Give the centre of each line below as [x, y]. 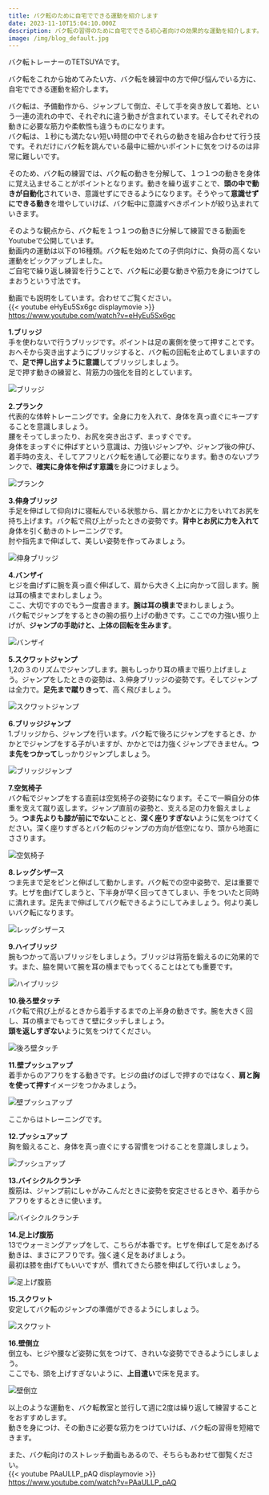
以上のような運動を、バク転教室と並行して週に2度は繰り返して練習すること [133, 1407]
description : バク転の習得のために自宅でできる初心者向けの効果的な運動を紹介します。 [135, 31]
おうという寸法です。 [50, 281]
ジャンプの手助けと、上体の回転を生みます [99, 625]
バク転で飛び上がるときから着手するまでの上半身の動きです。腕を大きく [127, 1011]
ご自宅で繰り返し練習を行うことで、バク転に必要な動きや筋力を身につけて [131, 271]
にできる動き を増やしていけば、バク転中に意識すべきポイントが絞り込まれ [130, 204]
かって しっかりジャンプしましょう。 [95, 754]
